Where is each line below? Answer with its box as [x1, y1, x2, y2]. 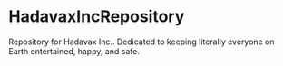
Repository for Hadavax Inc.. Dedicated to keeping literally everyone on [8, 36, 275, 47]
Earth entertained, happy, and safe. [8, 45, 141, 56]
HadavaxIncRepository [8, 6, 185, 27]
